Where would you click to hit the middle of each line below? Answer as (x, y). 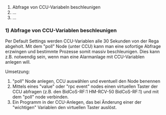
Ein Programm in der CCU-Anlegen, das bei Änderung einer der (77, 102)
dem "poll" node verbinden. (41, 97)
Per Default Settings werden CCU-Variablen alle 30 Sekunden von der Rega (82, 41)
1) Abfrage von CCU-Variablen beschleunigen (61, 30)
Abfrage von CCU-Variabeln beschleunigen (56, 7)
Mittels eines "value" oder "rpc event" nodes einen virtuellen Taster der (85, 86)
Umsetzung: (18, 72)
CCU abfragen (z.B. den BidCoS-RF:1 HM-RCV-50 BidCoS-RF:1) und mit (85, 92)
